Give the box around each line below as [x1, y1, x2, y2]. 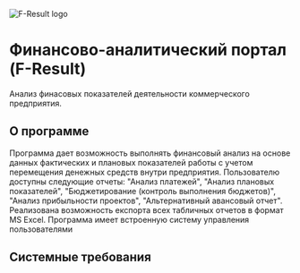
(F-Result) [9, 59, 87, 80]
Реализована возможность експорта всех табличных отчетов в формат [9, 204, 284, 215]
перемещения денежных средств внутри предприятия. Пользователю [9, 166, 280, 177]
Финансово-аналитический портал [9, 40, 287, 60]
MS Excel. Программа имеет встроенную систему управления [9, 214, 250, 225]
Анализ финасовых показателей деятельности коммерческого [9, 88, 251, 98]
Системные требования [9, 250, 152, 265]
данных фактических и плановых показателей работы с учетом [9, 157, 253, 167]
